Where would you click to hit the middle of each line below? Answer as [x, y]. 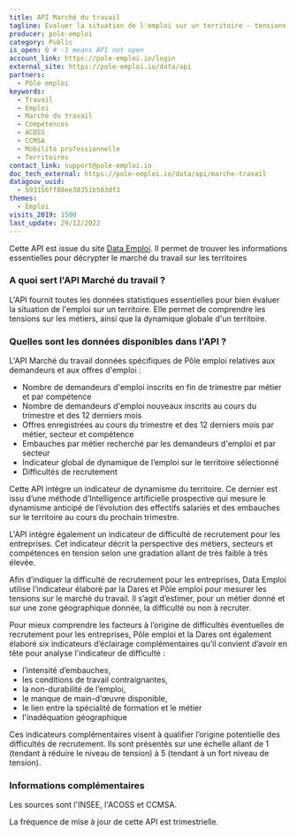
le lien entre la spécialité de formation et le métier [112, 708]
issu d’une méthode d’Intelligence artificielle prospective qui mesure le [138, 499]
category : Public [41, 42]
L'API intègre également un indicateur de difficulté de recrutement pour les [145, 534]
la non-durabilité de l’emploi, [74, 689]
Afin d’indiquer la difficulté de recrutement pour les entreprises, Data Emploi [148, 579]
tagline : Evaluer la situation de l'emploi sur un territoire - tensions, [150, 26]
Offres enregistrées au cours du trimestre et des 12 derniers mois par [148, 425]
